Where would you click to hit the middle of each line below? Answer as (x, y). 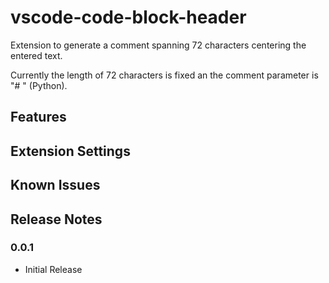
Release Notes (56, 219)
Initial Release (53, 269)
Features (38, 117)
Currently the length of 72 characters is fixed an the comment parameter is (164, 75)
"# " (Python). (39, 85)
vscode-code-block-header (128, 17)
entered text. (36, 55)
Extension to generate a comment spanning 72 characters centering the (158, 45)
